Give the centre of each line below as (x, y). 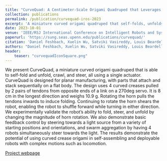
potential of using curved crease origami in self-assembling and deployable (83, 138)
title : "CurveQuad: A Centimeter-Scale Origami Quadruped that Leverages (83, 10)
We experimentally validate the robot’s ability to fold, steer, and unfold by (80, 112)
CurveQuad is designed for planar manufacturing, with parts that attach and (83, 80)
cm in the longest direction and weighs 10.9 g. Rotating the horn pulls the (80, 96)
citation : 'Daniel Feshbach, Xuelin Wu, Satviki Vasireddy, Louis (75, 42)
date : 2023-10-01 (23, 28)
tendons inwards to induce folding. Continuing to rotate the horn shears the (82, 102)
